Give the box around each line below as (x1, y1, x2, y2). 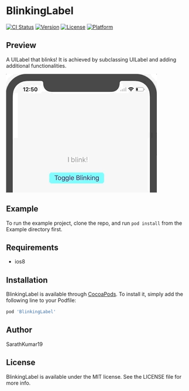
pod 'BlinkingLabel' (6, 309, 57, 315)
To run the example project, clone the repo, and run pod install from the (6, 219, 183, 227)
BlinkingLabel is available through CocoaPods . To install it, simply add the (6, 291, 183, 298)
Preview (6, 40, 37, 50)
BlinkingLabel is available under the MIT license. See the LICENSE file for (6, 373, 182, 380)
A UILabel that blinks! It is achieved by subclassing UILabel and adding (6, 56, 177, 63)
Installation (6, 275, 48, 285)
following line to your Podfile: (6, 297, 77, 304)
